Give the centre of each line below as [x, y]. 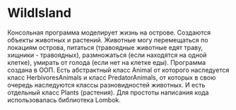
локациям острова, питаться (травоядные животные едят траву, [105, 47]
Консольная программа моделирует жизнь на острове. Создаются [109, 32]
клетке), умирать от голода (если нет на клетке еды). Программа [107, 62]
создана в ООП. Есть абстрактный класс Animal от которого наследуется [118, 70]
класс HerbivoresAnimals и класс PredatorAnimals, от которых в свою [112, 77]
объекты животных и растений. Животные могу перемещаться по [108, 39]
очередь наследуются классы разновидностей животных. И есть [106, 85]
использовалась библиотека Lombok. [64, 99]
